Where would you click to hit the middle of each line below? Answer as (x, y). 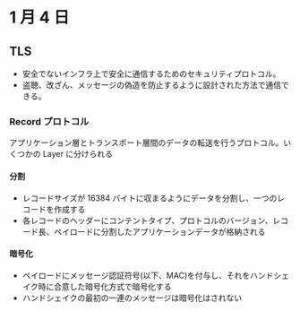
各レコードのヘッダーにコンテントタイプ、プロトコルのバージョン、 (147, 220)
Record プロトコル (49, 121)
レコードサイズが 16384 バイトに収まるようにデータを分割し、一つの (150, 198)
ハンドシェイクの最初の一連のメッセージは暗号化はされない (132, 298)
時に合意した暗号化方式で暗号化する (105, 286)
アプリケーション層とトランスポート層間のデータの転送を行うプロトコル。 (146, 143)
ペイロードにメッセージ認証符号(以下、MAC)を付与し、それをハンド (148, 275)
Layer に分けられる (78, 154)
